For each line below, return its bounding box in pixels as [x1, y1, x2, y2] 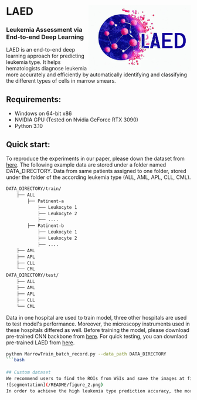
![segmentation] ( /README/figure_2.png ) [6, 382, 104, 388]
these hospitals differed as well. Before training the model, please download [6, 326, 189, 333]
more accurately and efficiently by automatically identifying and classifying [6, 71, 188, 78]
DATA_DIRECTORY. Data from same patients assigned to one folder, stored [6, 168, 186, 175]
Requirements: [6, 94, 62, 104]
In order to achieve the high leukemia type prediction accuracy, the [6, 388, 182, 394]
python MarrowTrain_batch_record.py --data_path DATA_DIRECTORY [6, 351, 167, 357]
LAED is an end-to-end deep [6, 46, 75, 53]
